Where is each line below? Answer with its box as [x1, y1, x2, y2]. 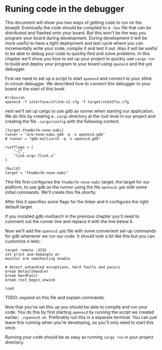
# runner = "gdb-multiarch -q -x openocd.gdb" [5, 136, 101, 141]
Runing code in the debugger [5, 3, 125, 15]
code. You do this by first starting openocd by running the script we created [5, 309, 154, 315]
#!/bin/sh [5, 95, 25, 100]
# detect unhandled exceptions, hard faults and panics [5, 264, 120, 270]
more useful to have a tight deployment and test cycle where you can [5, 40, 144, 46]
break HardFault [5, 273, 38, 278]
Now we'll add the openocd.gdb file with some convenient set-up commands [5, 228, 156, 234]
